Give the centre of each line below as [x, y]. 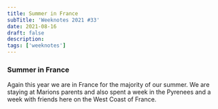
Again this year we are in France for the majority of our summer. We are [108, 85]
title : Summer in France [43, 13]
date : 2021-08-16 [32, 26]
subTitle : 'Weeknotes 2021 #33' [53, 20]
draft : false [26, 33]
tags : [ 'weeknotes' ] [37, 46]
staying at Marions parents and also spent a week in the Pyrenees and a [109, 92]
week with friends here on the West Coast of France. [82, 99]
